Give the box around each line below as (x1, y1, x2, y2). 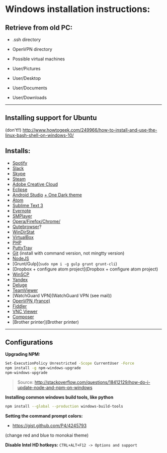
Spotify (12, 160, 27, 166)
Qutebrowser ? (12, 224, 42, 229)
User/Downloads (12, 95, 47, 100)
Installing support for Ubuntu (5, 114, 97, 122)
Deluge (12, 282, 27, 288)
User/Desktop (12, 75, 41, 81)
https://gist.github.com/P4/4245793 (12, 423, 87, 429)
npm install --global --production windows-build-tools (5, 404, 123, 409)
